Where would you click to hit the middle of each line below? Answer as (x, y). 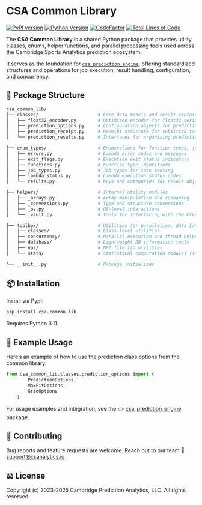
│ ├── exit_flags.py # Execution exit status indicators (98, 159)
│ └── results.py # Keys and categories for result (95, 181)
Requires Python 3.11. (32, 324)
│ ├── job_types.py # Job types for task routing (90, 170)
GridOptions (43, 391)
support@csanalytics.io (35, 457)
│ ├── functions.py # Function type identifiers (88, 165)
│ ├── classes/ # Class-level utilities (83, 231)
